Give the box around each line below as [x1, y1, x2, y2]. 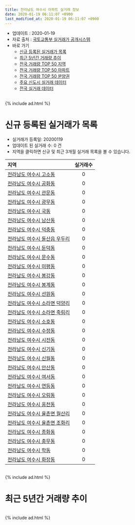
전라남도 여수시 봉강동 [7, 272, 55, 279]
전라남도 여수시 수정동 [7, 327, 55, 334]
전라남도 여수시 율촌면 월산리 [7, 410, 70, 417]
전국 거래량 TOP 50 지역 [19, 61, 66, 67]
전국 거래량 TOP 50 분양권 [19, 73, 70, 79]
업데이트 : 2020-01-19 [12, 30, 55, 36]
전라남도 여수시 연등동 [7, 383, 55, 390]
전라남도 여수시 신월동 [7, 355, 55, 362]
